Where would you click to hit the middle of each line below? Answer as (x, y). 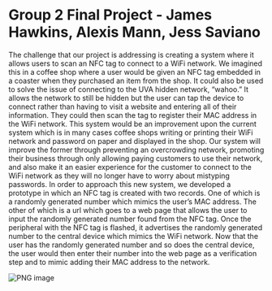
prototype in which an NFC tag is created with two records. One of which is (134, 193)
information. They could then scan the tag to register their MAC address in (133, 115)
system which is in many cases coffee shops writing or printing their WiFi (131, 132)
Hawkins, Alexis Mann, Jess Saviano (135, 32)
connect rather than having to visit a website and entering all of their (123, 106)
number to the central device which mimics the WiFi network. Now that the (133, 236)
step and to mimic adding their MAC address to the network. (109, 262)
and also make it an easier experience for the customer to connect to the (130, 167)
